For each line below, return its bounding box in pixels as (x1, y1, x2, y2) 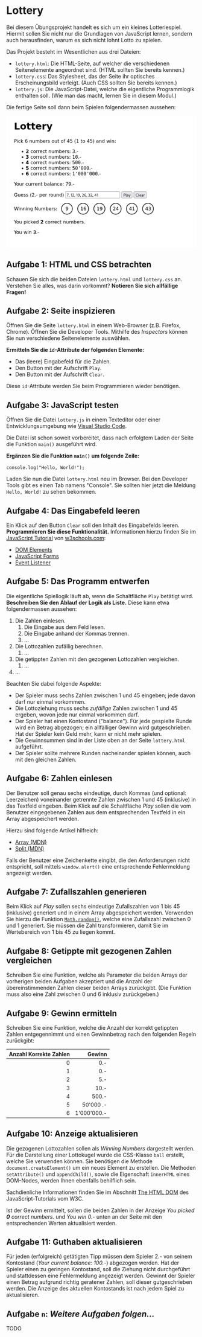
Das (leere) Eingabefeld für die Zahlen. (14, 358, 112, 365)
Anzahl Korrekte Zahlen (8, 1050, 71, 1058)
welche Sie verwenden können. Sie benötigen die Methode (6, 1157, 153, 1165)
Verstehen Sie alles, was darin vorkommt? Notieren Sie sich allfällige (6, 282, 178, 289)
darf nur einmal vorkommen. (14, 698, 86, 705)
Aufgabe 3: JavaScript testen (6, 400, 119, 410)
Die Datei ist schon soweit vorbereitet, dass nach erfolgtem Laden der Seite (6, 434, 194, 441)
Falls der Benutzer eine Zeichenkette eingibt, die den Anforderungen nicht (6, 857, 190, 864)
